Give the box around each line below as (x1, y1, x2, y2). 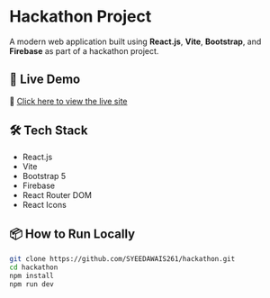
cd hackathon (9, 263, 58, 272)
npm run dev (9, 280, 54, 289)
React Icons (22, 199, 67, 210)
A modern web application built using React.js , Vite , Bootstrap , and (9, 36, 262, 47)
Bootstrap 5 (22, 170, 67, 181)
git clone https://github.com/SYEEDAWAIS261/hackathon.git (9, 255, 236, 264)
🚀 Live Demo (9, 72, 81, 87)
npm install (9, 272, 54, 281)
